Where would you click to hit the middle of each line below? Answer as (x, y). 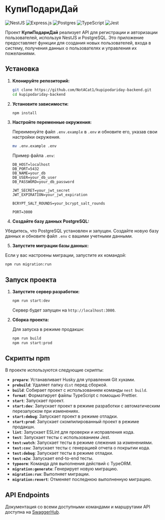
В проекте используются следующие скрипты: (54, 370)
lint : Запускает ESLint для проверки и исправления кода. (73, 432)
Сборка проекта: (31, 320)
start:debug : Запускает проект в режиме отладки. (65, 416)
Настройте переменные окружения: (52, 122)
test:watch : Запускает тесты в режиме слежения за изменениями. (82, 442)
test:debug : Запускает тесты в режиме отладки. (63, 453)
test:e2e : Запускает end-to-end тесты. (53, 458)
